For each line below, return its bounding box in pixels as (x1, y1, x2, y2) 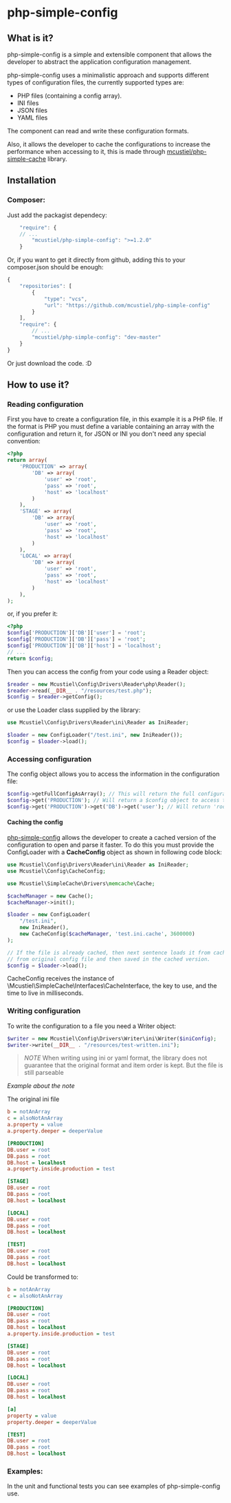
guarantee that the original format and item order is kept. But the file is (23, 1061, 223, 1069)
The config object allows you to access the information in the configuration (7, 770, 220, 778)
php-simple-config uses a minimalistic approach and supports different (7, 71, 210, 79)
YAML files (16, 113, 48, 122)
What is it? (7, 32, 54, 44)
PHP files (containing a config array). (16, 91, 122, 100)
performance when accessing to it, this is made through (7, 148, 166, 155)
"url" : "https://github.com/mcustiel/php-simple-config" (43, 302, 211, 309)
